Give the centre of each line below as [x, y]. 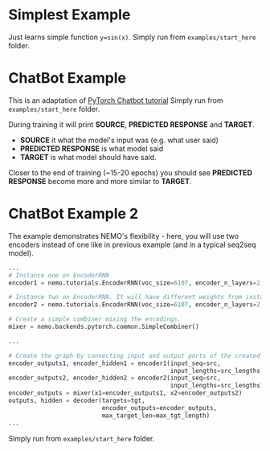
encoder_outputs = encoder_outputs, [160, 408]
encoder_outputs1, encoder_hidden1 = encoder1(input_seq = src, [115, 363]
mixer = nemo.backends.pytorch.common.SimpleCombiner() [104, 327]
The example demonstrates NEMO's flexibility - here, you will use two [124, 236]
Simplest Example [70, 15]
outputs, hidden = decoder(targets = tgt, [77, 401]
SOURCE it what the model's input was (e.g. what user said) [119, 140]
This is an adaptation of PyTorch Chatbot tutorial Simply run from [116, 100]
